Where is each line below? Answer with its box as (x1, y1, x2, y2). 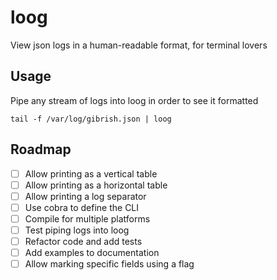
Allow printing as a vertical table (24, 167, 158, 180)
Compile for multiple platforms (24, 212, 151, 225)
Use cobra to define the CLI (24, 201, 140, 213)
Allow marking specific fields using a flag (24, 258, 195, 270)
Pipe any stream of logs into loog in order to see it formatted (10, 94, 259, 106)
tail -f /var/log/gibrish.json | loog (10, 114, 172, 124)
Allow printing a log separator (24, 190, 147, 202)
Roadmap (10, 141, 72, 158)
